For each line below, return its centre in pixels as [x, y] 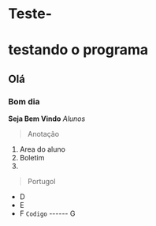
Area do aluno [42, 149]
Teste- [30, 14]
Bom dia [24, 101]
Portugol [41, 182]
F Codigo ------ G [47, 213]
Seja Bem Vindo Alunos [47, 119]
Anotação [43, 134]
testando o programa [78, 50]
